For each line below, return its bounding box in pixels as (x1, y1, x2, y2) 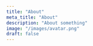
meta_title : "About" (6, 14, 59, 20)
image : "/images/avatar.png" (6, 25, 80, 32)
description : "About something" (6, 20, 88, 26)
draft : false (6, 31, 39, 37)
